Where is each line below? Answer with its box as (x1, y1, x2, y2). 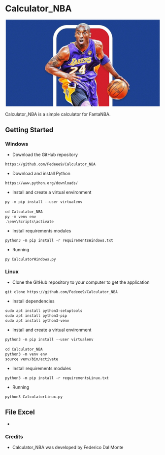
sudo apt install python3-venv (5, 318, 69, 323)
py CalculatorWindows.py (5, 257, 56, 262)
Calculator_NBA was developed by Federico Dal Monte (12, 445, 124, 451)
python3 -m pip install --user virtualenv (5, 337, 94, 342)
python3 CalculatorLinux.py (5, 394, 63, 400)
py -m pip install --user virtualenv (5, 199, 83, 204)
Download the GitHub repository (12, 152, 78, 157)
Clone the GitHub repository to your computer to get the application (12, 279, 150, 285)
